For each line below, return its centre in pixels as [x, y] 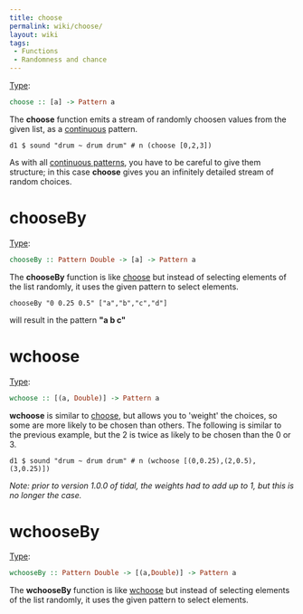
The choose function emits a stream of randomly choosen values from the [148, 119]
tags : [19, 43]
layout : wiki [34, 34]
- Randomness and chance [60, 60]
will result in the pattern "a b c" [68, 320]
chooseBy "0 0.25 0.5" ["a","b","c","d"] [89, 303]
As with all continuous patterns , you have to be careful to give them [135, 162]
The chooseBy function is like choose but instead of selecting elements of [148, 277]
